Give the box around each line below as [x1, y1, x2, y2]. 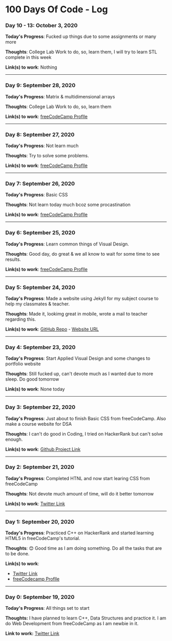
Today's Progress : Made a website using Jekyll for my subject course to [5, 295, 159, 301]
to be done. [5, 551, 30, 557]
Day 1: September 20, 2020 [5, 518, 75, 525]
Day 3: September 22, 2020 [5, 404, 76, 411]
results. [5, 256, 21, 262]
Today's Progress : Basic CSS [5, 192, 68, 198]
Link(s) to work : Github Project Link [5, 446, 81, 452]
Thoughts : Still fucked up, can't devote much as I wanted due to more [5, 370, 154, 377]
